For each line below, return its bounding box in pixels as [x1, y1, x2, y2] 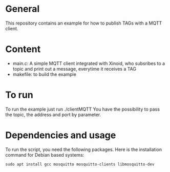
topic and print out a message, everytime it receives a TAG [12, 66, 137, 72]
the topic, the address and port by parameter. [5, 111, 101, 118]
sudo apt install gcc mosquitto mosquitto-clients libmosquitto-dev [5, 162, 155, 167]
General [5, 3, 40, 15]
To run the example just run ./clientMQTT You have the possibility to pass [5, 106, 160, 112]
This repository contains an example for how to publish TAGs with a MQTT [5, 20, 162, 26]
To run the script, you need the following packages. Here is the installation [5, 146, 162, 153]
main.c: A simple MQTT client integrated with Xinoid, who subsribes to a [12, 60, 165, 67]
